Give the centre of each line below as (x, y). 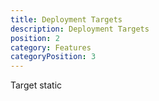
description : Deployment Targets (80, 29)
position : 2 (35, 38)
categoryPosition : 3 (53, 57)
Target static (36, 85)
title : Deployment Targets (66, 19)
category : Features (51, 47)
